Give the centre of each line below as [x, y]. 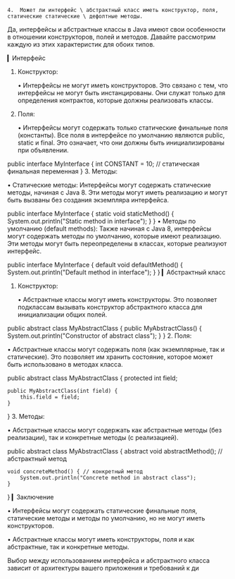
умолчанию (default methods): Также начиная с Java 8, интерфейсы [109, 228]
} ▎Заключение [31, 497]
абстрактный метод [37, 459]
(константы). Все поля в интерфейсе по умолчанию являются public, [121, 135]
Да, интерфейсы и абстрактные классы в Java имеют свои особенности [116, 29]
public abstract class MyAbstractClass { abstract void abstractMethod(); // [115, 451]
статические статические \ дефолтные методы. [75, 16]
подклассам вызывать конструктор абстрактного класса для [110, 307]
